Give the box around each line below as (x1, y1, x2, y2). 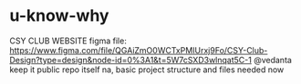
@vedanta (254, 54, 292, 65)
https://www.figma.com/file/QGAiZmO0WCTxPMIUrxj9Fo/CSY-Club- (9, 44, 268, 55)
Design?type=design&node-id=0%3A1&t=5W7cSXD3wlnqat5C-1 (9, 54, 253, 65)
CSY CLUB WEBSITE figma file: (9, 35, 128, 46)
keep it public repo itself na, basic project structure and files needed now (9, 64, 285, 75)
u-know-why (9, 5, 109, 26)
